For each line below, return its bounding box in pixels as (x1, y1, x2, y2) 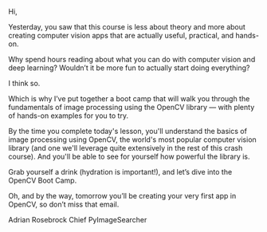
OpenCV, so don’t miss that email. (8, 199, 120, 209)
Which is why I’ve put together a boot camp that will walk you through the (8, 94, 250, 103)
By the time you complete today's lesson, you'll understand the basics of (8, 127, 247, 136)
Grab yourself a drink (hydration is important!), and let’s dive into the (8, 167, 233, 176)
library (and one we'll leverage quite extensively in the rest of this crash (8, 144, 243, 152)
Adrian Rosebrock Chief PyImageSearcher (8, 215, 147, 224)
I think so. (8, 79, 41, 88)
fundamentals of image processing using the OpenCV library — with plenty (8, 103, 255, 112)
